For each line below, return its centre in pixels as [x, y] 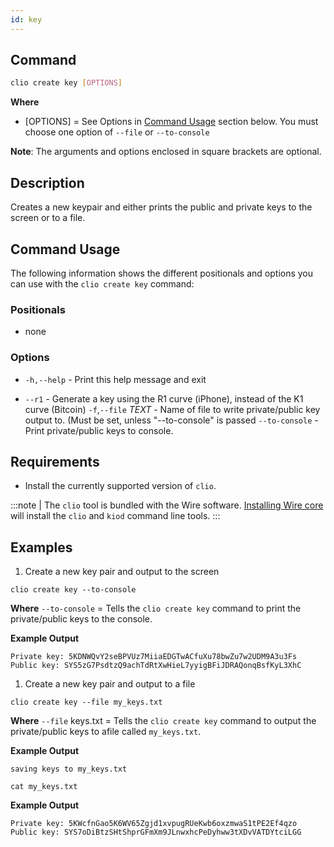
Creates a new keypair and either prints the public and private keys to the [161, 207]
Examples [41, 547]
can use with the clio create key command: [102, 283]
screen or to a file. [48, 218]
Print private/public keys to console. [99, 430]
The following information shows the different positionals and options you [162, 273]
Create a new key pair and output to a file [110, 684]
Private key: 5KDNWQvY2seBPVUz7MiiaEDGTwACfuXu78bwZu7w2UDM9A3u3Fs [154, 657]
